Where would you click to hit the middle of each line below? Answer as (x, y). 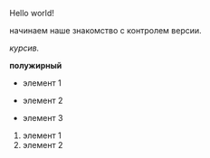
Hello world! (32, 13)
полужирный (36, 65)
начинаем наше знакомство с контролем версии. (105, 30)
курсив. (24, 48)
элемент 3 (43, 118)
